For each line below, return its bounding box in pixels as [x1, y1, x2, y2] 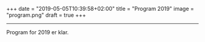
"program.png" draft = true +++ [6, 11, 87, 19]
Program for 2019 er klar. [6, 29, 69, 35]
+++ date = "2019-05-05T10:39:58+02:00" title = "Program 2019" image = [6, 5, 194, 12]
